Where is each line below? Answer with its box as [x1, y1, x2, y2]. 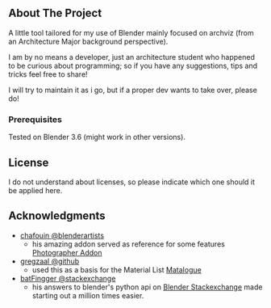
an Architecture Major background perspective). [8, 36, 169, 46]
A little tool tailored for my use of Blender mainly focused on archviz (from [8, 27, 254, 37]
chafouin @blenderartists [19, 230, 105, 240]
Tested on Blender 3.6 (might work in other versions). [8, 133, 186, 142]
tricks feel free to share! [8, 69, 88, 79]
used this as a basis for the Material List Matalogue [31, 264, 202, 274]
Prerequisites [8, 113, 62, 124]
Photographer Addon [31, 247, 102, 257]
